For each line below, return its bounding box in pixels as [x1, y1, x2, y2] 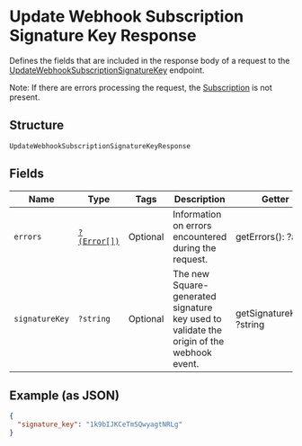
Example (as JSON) [9, 388, 120, 403]
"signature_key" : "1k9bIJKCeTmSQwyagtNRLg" [17, 420, 182, 429]
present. [9, 92, 40, 103]
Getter [261, 192, 289, 205]
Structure [9, 118, 65, 133]
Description [173, 192, 226, 205]
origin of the [172, 334, 225, 347]
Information [172, 208, 222, 220]
